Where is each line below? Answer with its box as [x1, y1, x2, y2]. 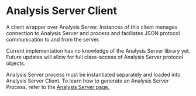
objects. [6, 60, 26, 67]
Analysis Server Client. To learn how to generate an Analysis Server [6, 77, 169, 84]
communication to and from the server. [6, 36, 100, 43]
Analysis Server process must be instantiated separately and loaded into [6, 71, 181, 78]
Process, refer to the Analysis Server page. [6, 83, 110, 90]
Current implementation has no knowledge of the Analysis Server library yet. [6, 47, 191, 54]
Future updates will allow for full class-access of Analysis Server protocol [6, 53, 183, 60]
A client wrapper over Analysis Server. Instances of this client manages [6, 23, 178, 30]
